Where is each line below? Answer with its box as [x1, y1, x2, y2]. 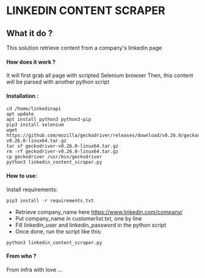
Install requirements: [6, 186, 58, 193]
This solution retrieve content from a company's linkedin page [6, 44, 162, 51]
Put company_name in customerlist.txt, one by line [15, 214, 142, 222]
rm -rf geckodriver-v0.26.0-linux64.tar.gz [6, 148, 119, 155]
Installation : [6, 92, 38, 100]
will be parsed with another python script [6, 78, 110, 86]
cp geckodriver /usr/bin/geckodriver [6, 154, 103, 160]
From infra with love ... [6, 266, 63, 273]
